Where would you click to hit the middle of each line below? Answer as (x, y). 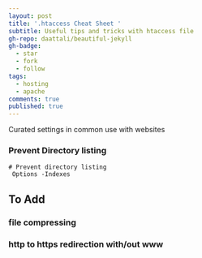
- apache (30, 91)
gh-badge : (25, 46)
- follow (30, 69)
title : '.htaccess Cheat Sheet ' (65, 24)
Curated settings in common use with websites (87, 130)
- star (27, 54)
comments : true (34, 99)
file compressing (43, 222)
